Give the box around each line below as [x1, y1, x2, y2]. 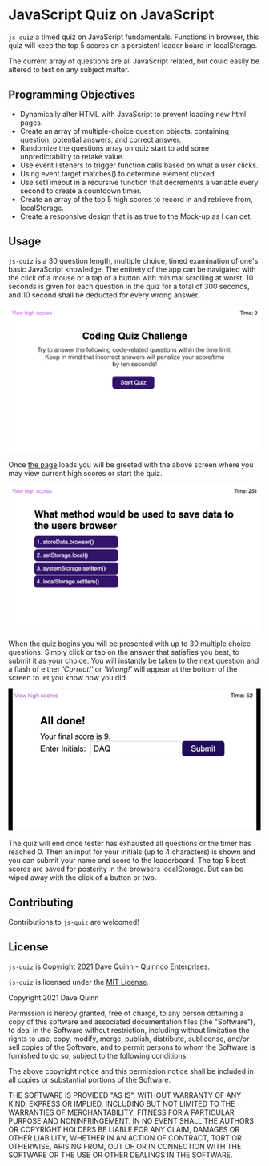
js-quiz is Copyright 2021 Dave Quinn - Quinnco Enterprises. [8, 962, 211, 971]
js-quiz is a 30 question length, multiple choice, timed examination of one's [8, 256, 259, 265]
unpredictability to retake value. [19, 151, 125, 161]
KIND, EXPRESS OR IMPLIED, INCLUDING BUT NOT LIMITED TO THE [8, 1099, 235, 1108]
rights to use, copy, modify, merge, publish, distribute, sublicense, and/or [8, 1034, 250, 1043]
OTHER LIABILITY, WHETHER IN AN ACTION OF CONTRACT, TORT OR [8, 1132, 242, 1143]
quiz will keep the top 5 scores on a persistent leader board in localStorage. [8, 40, 258, 50]
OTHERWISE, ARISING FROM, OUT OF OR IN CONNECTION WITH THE [8, 1141, 242, 1151]
